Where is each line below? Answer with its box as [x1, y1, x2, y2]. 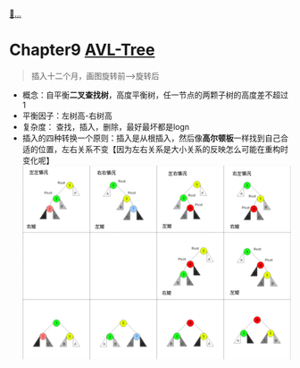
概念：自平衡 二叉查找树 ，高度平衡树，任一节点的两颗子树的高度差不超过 [21, 90, 288, 100]
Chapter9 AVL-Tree [9, 40, 155, 60]
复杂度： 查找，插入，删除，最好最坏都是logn [21, 121, 190, 132]
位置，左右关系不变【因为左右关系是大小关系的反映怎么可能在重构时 [37, 143, 288, 154]
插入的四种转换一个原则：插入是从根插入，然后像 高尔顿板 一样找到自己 [21, 133, 281, 143]
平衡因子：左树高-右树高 [21, 110, 113, 121]
